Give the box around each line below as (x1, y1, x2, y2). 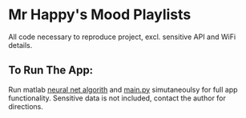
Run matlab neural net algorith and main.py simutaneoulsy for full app (8, 85, 238, 94)
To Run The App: (8, 64, 94, 77)
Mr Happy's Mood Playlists (8, 6, 192, 24)
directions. (8, 101, 44, 111)
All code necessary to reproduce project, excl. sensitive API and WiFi (8, 32, 236, 41)
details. (8, 40, 33, 49)
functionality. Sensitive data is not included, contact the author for (8, 93, 227, 103)
